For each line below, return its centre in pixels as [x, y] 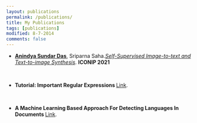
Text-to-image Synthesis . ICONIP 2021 [62, 62]
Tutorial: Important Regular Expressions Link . [71, 85]
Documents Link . [36, 114]
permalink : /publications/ [39, 17]
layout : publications [33, 12]
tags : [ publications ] [33, 28]
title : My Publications [35, 22]
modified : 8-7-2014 [30, 34]
